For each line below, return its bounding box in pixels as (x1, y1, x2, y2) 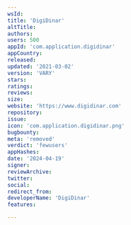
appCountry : (7, 50, 42, 57)
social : (7, 181, 30, 188)
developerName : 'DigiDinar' (7, 195, 91, 202)
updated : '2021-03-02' (7, 63, 74, 70)
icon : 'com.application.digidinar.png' (7, 122, 125, 129)
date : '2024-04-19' (7, 155, 65, 163)
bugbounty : (7, 129, 40, 136)
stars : (7, 76, 27, 83)
